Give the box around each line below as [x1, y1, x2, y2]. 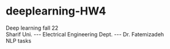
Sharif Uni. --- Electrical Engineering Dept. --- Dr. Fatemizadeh [6, 30, 164, 38]
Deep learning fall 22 [6, 24, 59, 31]
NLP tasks [6, 37, 32, 44]
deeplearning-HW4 [6, 4, 106, 18]
